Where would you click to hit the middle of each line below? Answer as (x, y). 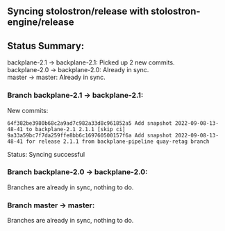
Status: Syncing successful (46, 154)
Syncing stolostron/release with (78, 11)
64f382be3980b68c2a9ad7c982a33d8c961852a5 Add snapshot (90, 123)
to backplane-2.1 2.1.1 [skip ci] (76, 129)
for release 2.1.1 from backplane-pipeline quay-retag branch (117, 142)
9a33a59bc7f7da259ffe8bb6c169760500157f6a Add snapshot (90, 135)
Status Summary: (46, 45)
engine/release (41, 23)
